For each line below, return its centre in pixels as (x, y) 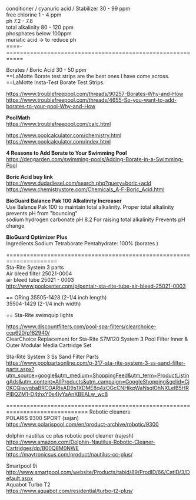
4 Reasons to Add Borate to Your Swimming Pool (67, 153)
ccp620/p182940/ (28, 333)
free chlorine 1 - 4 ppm (34, 15)
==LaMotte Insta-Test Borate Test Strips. (55, 82)
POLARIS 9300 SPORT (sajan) (43, 418)
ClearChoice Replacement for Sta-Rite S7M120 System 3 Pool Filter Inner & (97, 339)
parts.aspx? (20, 369)
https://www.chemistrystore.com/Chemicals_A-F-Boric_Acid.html (85, 189)
